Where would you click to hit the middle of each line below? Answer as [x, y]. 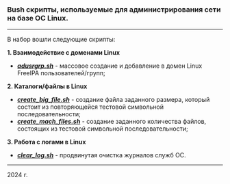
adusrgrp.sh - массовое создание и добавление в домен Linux [110, 66]
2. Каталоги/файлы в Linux [47, 86]
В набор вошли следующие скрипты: [61, 40]
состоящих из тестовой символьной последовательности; [102, 129]
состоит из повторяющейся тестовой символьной [90, 107]
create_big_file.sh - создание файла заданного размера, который [113, 100]
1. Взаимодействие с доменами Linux [64, 53]
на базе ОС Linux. [38, 18]
